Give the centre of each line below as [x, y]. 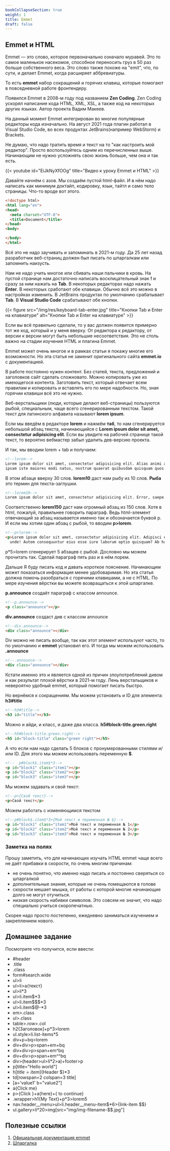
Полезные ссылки [36, 1125]
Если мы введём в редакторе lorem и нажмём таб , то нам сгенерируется [85, 424]
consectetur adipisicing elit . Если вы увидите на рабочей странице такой [84, 434]
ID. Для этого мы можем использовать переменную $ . [74, 753]
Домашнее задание [38, 937]
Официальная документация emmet [51, 1138]
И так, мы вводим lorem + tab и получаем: [51, 449]
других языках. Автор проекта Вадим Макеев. [55, 109]
